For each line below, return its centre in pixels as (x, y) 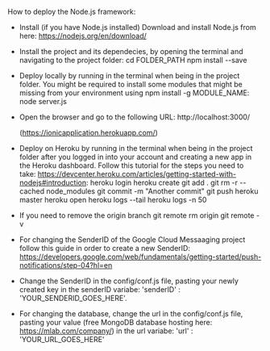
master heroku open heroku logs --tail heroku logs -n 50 (113, 200)
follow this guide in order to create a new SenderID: (105, 248)
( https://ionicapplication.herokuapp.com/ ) (89, 133)
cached (32, 191)
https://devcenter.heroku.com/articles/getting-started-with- (137, 174)
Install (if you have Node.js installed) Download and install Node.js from (137, 27)
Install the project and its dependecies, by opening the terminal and (131, 51)
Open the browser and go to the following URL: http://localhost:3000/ (135, 117)
